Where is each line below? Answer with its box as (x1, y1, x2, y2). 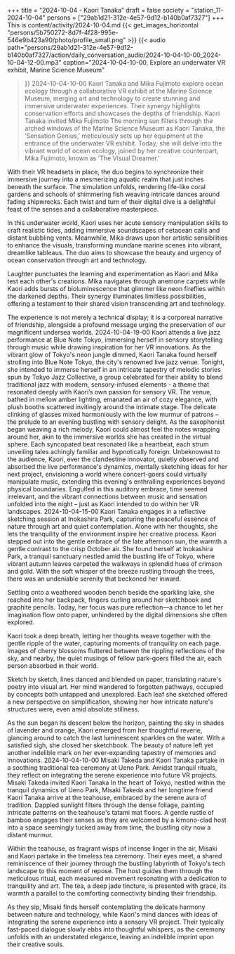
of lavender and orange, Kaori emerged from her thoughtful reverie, (7, 726, 203, 734)
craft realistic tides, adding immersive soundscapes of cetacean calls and (7, 226, 220, 234)
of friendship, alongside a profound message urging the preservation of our (7, 321, 226, 329)
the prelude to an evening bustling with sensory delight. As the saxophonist (7, 418, 225, 426)
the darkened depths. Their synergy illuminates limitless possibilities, (7, 292, 206, 300)
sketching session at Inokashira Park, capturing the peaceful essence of (7, 515, 216, 523)
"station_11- (191, 6, 224, 14)
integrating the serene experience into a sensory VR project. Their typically (7, 917, 224, 926)
